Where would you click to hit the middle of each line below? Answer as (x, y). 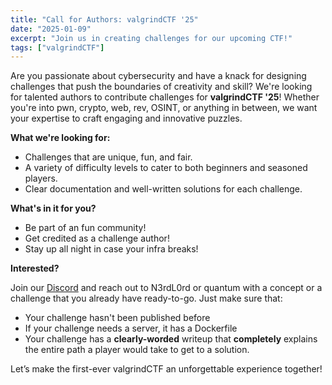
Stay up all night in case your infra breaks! (111, 249)
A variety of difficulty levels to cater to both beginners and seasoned (166, 168)
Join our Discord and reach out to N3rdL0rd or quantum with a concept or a (166, 288)
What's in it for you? (53, 208)
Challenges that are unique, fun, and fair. (108, 157)
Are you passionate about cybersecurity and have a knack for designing (158, 76)
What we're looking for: (60, 138)
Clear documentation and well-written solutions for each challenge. (163, 189)
